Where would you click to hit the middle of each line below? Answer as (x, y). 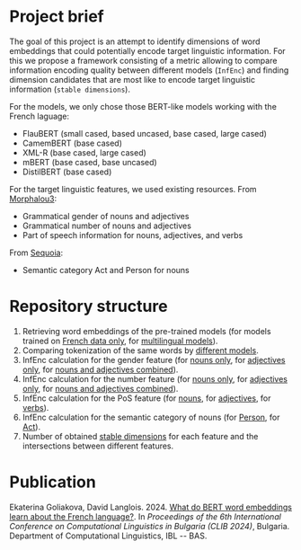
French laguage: (40, 116)
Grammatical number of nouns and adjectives (106, 226)
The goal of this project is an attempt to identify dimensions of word (135, 41)
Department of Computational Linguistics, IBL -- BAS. (108, 536)
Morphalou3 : (33, 199)
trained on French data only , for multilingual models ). (120, 341)
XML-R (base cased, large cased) (84, 152)
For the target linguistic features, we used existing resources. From (133, 189)
